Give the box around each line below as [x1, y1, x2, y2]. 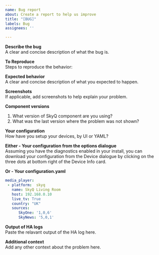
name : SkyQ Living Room [11, 187, 61, 192]
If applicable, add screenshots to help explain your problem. [5, 94, 128, 100]
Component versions [5, 103, 50, 109]
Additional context [5, 239, 45, 245]
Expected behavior [5, 74, 45, 80]
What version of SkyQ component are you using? [12, 113, 113, 119]
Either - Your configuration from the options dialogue [5, 143, 117, 149]
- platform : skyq [7, 182, 46, 187]
